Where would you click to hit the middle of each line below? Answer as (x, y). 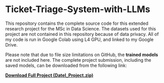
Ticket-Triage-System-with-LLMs (78, 9)
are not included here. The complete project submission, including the (78, 60)
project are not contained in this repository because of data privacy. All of (82, 34)
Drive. (11, 45)
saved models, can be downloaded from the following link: (66, 65)
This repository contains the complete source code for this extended (77, 23)
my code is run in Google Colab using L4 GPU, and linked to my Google (79, 39)
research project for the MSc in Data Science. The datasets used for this (80, 28)
